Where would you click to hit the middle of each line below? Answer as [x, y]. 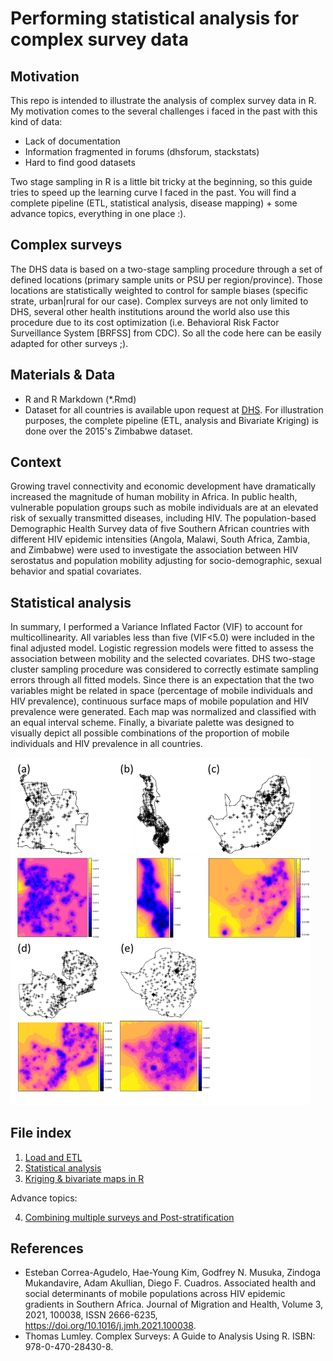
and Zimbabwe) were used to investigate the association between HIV [154, 550]
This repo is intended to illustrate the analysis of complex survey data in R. [163, 100]
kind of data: [36, 121]
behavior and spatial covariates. [76, 571]
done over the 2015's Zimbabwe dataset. [108, 431]
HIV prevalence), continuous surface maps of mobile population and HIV [159, 701]
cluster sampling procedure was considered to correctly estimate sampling [164, 669]
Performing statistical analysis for [155, 18]
